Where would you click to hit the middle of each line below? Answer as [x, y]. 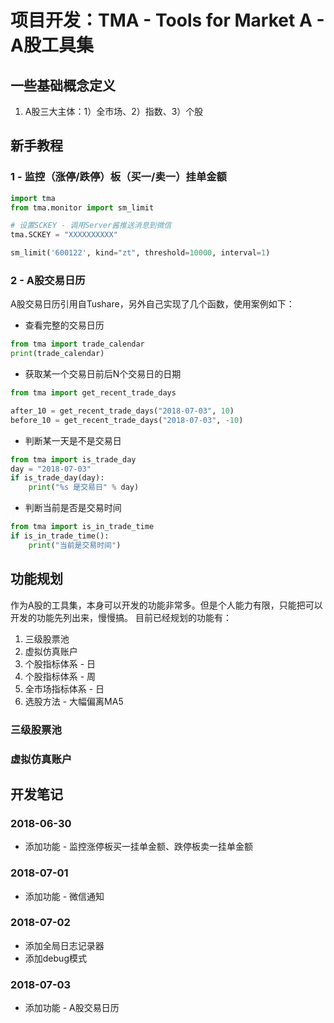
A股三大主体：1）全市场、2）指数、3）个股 [114, 111]
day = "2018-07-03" [51, 469]
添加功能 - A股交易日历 [72, 1008]
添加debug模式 [55, 958]
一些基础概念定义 [63, 85]
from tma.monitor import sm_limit [82, 207]
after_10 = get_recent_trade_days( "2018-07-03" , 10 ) [122, 411]
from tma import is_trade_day [73, 459]
